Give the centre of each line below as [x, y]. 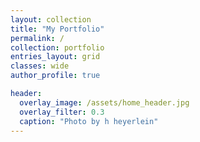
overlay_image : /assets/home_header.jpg [104, 102]
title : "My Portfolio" [57, 29]
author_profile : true [55, 76]
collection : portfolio [57, 47]
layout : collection [51, 19]
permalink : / [37, 38]
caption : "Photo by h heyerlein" [89, 121]
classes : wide [40, 66]
